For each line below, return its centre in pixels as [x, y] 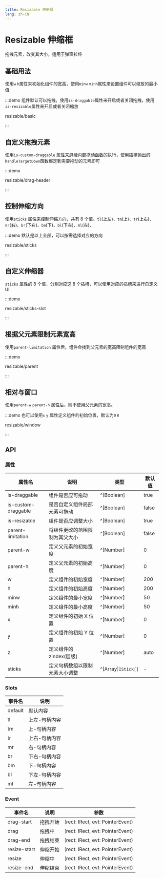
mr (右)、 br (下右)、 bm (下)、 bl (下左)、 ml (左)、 [50, 225]
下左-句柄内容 [45, 775]
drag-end [19, 840]
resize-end [20, 867]
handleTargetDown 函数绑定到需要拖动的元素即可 [52, 161]
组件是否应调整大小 [71, 521]
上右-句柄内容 [45, 738]
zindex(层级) [63, 656]
